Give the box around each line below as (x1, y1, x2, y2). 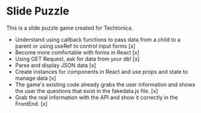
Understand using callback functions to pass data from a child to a (14, 36, 181, 43)
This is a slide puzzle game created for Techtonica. (6, 24, 133, 31)
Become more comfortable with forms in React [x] (14, 48, 140, 56)
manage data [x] (14, 74, 56, 82)
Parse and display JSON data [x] (14, 62, 97, 69)
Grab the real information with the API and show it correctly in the (14, 94, 178, 101)
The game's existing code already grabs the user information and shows (14, 80, 196, 88)
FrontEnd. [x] (14, 100, 48, 107)
